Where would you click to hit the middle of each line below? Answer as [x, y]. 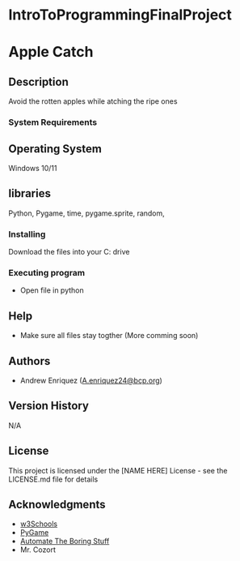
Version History [48, 406]
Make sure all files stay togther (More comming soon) [109, 336]
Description [38, 81]
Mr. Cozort [38, 550]
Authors [29, 361]
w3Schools [39, 524]
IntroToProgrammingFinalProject [120, 15]
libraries [29, 193]
